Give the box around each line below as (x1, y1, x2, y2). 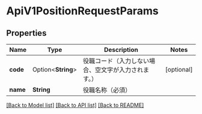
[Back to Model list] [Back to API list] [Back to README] (6, 101, 144, 109)
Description (104, 46, 138, 54)
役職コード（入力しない (82, 57, 149, 65)
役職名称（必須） (82, 86, 131, 94)
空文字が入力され (94, 66, 143, 74)
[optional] (165, 66, 193, 73)
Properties (6, 28, 47, 38)
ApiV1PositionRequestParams (6, 4, 159, 18)
